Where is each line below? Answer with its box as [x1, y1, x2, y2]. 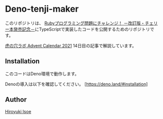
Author [5, 96, 27, 104]
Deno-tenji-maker [5, 3, 79, 15]
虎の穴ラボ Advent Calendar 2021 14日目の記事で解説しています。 [5, 42, 137, 48]
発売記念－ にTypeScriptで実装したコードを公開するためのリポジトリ [13, 26, 150, 32]
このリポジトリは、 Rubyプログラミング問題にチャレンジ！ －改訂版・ [5, 20, 146, 26]
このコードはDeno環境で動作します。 [5, 71, 79, 77]
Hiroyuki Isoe [5, 108, 32, 114]
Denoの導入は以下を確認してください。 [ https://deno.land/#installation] [5, 81, 148, 87]
